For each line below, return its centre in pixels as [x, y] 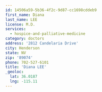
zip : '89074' [19, 57]
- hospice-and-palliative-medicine [48, 34]
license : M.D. [20, 24]
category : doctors [25, 39]
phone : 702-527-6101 [27, 62]
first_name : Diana [25, 15]
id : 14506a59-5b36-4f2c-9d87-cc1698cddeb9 [51, 10]
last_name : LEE [21, 19]
